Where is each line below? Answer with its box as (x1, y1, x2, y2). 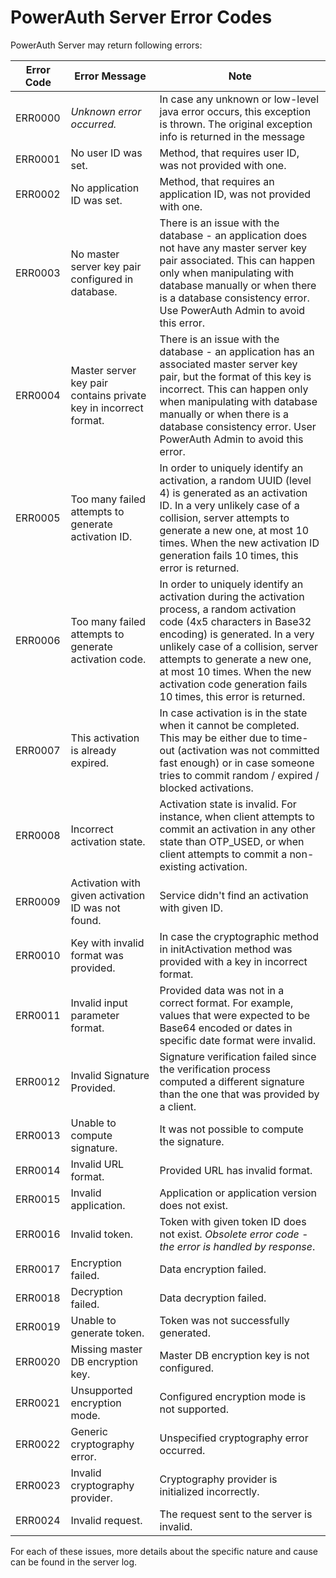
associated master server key (159, 357, 298, 371)
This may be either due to (159, 731, 280, 745)
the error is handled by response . (159, 1239, 316, 1253)
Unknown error (70, 104, 142, 118)
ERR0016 (15, 1227, 61, 1241)
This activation (70, 731, 140, 745)
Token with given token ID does (159, 1214, 307, 1228)
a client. (159, 1099, 197, 1113)
